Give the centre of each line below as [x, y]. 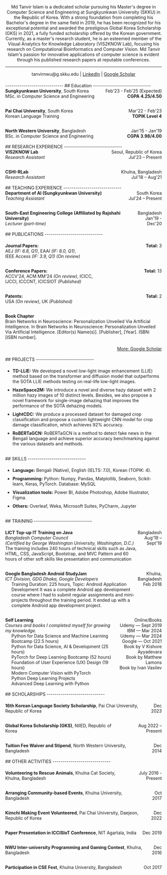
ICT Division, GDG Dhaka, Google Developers [52, 579]
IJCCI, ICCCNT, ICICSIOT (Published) [43, 282]
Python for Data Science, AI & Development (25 [60, 647]
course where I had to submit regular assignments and [67, 595]
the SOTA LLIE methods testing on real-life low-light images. [74, 381]
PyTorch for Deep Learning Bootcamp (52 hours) [62, 657]
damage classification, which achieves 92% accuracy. [68, 425]
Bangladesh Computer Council [37, 538]
